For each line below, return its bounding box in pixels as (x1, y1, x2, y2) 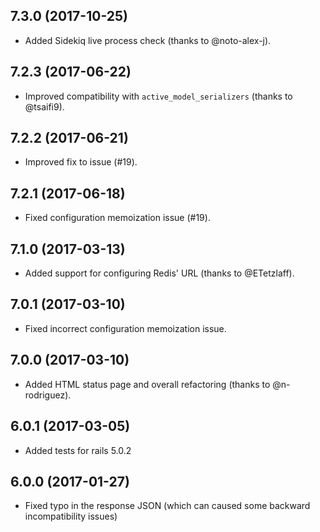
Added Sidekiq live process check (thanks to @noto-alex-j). (24, 34, 272, 46)
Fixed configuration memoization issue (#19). (24, 212, 211, 224)
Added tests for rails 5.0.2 (24, 444, 132, 456)
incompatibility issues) (24, 510, 118, 523)
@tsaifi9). (24, 100, 65, 113)
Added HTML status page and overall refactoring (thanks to (24, 378, 271, 390)
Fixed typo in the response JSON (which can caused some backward (24, 500, 311, 512)
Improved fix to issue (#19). (24, 156, 138, 168)
